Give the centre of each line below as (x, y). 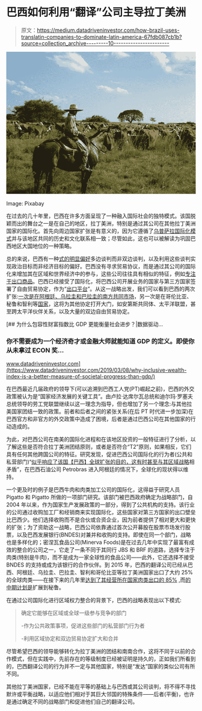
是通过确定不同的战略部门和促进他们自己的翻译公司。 (72, 702)
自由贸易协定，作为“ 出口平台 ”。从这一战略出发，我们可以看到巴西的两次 (106, 289)
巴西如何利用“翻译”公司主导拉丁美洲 (96, 12)
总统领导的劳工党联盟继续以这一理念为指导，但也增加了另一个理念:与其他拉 (99, 404)
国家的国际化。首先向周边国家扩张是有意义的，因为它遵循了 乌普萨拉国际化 (98, 231)
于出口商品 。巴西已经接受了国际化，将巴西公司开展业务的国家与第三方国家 (98, 281)
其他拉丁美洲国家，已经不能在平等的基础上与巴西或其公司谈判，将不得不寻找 (101, 687)
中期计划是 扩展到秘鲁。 (35, 588)
